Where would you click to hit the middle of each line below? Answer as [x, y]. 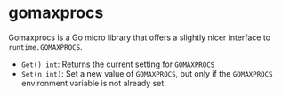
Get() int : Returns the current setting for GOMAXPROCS [118, 64]
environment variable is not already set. [93, 83]
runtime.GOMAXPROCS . [45, 46]
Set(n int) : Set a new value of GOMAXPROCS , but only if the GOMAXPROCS [147, 73]
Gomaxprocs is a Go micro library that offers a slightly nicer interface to [140, 37]
